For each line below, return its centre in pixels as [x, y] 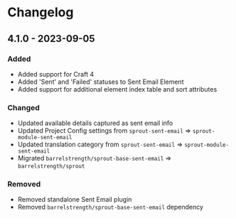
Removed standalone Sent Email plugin [75, 200]
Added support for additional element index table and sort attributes [117, 89]
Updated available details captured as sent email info [95, 123]
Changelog [41, 12]
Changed [24, 107]
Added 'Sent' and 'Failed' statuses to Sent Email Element [101, 82]
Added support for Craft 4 [56, 74]
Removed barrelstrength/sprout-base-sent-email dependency [111, 207]
